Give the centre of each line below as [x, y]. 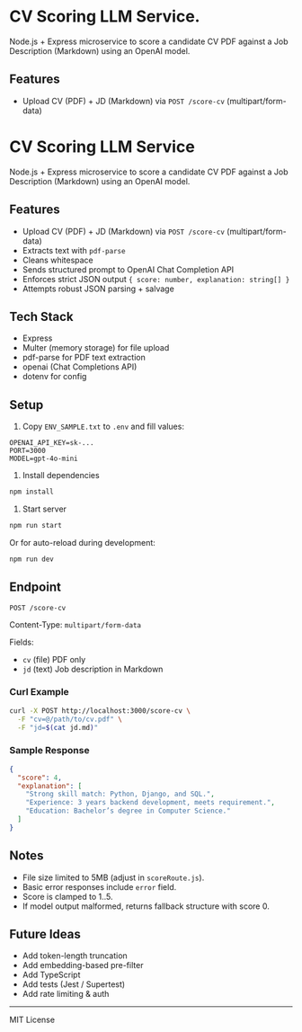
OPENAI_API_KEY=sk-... [52, 443]
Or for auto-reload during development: [82, 542]
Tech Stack [41, 316]
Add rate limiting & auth [66, 994]
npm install [31, 492]
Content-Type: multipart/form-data [75, 624]
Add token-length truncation [75, 956]
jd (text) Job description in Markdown [93, 669]
